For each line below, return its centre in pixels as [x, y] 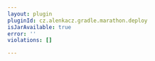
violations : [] [30, 40]
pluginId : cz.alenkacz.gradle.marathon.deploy [77, 21]
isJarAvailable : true [39, 27]
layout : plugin [30, 14]
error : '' [22, 34]
